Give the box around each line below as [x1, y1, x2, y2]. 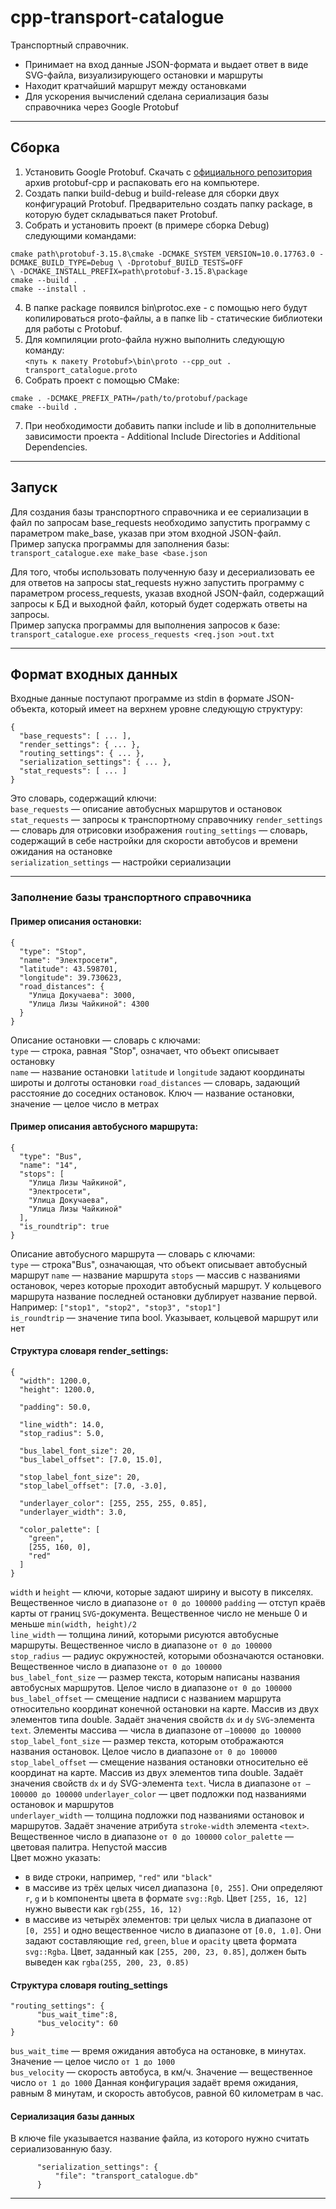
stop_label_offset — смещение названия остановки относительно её [10, 1756, 309, 1768]
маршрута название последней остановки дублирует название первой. [10, 1290, 318, 1302]
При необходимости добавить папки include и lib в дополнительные [24, 419, 317, 431]
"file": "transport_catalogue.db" [54, 2171, 199, 2181]
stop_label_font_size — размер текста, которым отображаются [10, 1734, 285, 1746]
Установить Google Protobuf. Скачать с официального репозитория [24, 166, 313, 178]
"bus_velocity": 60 [36, 2019, 118, 2029]
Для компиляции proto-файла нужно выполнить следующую [24, 333, 285, 345]
